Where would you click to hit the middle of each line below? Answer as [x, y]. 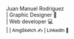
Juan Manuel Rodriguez [35, 9]
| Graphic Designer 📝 [32, 15]
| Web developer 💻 [30, 21]
